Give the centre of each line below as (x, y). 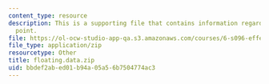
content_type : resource (48, 16)
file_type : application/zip (55, 46)
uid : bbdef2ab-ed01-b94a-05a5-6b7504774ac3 (82, 68)
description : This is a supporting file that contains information (123, 23)
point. (26, 30)
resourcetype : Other (43, 53)
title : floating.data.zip (51, 61)
